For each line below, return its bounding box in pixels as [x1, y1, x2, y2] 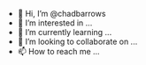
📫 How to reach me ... [17, 47, 100, 56]
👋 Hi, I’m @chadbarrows [17, 9, 106, 18]
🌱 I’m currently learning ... [17, 27, 112, 37]
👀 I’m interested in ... [17, 18, 93, 28]
